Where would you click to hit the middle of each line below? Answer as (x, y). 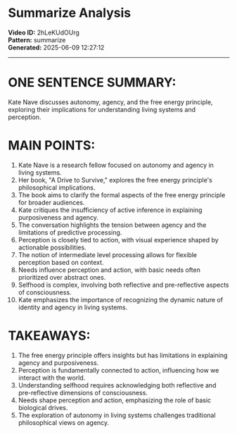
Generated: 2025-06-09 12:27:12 (56, 47)
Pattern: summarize (37, 39)
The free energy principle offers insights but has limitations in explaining (123, 355)
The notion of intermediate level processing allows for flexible (108, 254)
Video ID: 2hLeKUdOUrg (44, 32)
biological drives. (43, 407)
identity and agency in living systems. (73, 307)
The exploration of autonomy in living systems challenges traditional (117, 415)
